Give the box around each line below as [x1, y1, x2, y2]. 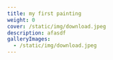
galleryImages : [7, 36, 51, 43]
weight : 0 [7, 17, 36, 23]
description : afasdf [7, 29, 67, 37]
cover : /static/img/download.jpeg [7, 23, 107, 30]
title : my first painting [7, 10, 81, 17]
